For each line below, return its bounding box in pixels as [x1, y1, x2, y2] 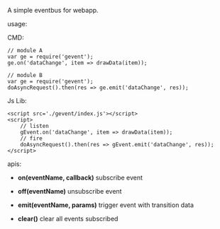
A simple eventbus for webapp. [7, 6, 99, 14]
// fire [20, 135, 43, 142]
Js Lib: [7, 97, 27, 105]
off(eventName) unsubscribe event [17, 187, 122, 195]
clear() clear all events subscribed [17, 215, 119, 223]
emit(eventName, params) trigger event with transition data [17, 201, 194, 209]
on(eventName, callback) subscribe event [17, 173, 143, 182]
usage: [7, 20, 28, 28]
